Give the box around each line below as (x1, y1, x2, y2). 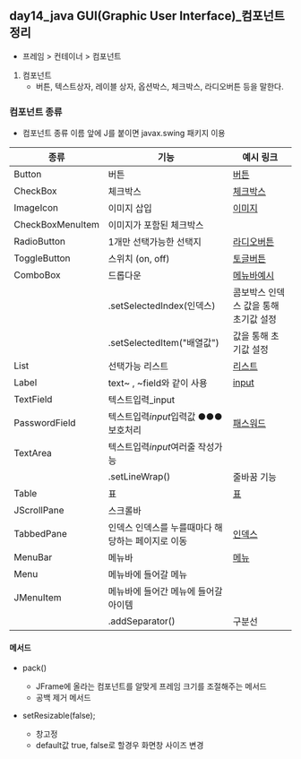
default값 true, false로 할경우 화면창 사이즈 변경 (35, 740, 204, 751)
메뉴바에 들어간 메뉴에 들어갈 (107, 585, 223, 598)
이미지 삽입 (107, 203, 152, 215)
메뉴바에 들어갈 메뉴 (107, 568, 188, 581)
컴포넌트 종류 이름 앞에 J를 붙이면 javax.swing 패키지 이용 (21, 128, 226, 139)
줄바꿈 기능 (232, 471, 278, 484)
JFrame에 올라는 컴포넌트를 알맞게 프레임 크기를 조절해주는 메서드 (35, 681, 267, 692)
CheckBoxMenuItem (13, 219, 100, 231)
